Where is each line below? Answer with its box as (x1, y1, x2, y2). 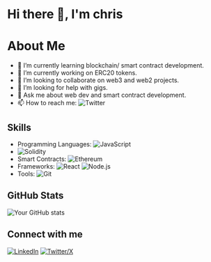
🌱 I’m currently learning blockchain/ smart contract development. (17, 61, 204, 70)
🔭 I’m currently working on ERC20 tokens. (17, 69, 137, 77)
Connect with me (7, 229, 84, 240)
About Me (7, 38, 65, 54)
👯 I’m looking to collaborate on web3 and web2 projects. (17, 76, 180, 84)
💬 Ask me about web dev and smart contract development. (17, 91, 187, 100)
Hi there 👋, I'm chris (7, 6, 123, 22)
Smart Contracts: (17, 155, 67, 163)
